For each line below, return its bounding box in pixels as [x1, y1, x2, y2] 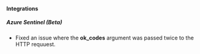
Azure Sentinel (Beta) [6, 19, 63, 26]
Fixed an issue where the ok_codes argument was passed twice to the [15, 34, 194, 41]
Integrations [6, 5, 39, 12]
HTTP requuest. [15, 40, 56, 48]
